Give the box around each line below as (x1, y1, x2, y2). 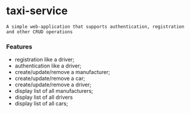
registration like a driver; (14, 56, 75, 63)
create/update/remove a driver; (14, 81, 92, 88)
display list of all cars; (14, 100, 68, 107)
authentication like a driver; (14, 62, 82, 69)
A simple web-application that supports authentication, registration (6, 24, 185, 30)
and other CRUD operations (6, 28, 73, 35)
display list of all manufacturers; (14, 88, 93, 95)
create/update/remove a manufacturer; (14, 69, 110, 76)
